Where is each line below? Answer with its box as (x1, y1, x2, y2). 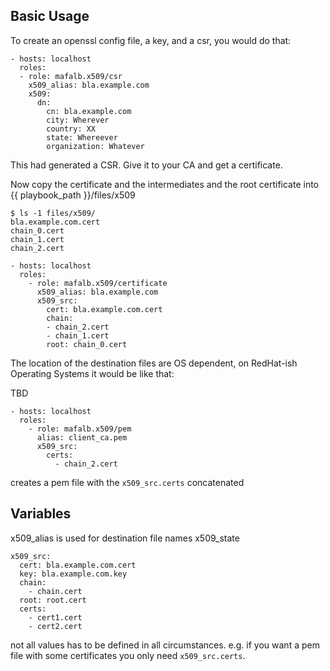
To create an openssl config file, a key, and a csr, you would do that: (10, 34, 292, 46)
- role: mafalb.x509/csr (19, 71, 123, 81)
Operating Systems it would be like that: (10, 367, 175, 379)
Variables (10, 505, 72, 523)
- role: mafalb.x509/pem (28, 424, 132, 434)
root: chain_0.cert (46, 339, 128, 349)
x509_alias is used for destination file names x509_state (10, 532, 240, 544)
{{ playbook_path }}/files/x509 (10, 189, 136, 201)
